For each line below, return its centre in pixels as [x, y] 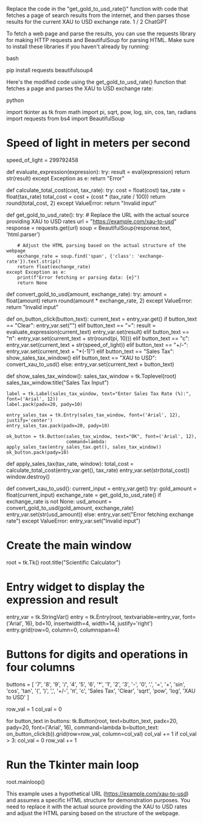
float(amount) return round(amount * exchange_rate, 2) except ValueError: [99, 301]
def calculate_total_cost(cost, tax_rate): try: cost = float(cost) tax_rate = [96, 190]
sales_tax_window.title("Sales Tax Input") [58, 382]
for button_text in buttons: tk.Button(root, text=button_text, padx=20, [92, 721]
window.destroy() [28, 476]
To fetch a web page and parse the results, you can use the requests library [101, 34]
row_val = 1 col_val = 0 [34, 709]
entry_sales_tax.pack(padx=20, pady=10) [58, 426]
